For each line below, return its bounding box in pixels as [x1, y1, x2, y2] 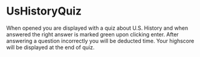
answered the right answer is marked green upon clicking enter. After [6, 30, 179, 38]
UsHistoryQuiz [6, 4, 82, 18]
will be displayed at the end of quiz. [6, 44, 95, 51]
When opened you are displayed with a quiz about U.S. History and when [6, 24, 189, 32]
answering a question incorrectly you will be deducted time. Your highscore [6, 37, 195, 44]
